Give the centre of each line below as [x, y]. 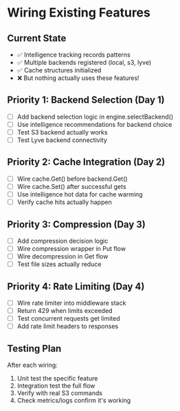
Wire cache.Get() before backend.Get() [72, 179]
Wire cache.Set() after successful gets [71, 186]
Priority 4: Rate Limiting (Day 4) [76, 287]
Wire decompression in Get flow [63, 257]
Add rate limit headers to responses [68, 326]
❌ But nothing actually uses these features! [78, 78]
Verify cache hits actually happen [64, 202]
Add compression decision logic [63, 241]
